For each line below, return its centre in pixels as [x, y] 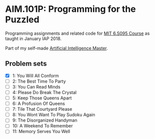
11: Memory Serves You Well [41, 132]
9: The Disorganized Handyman [45, 120]
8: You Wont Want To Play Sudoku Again [54, 115]
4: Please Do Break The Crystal [44, 92]
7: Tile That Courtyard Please [42, 109]
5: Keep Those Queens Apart [42, 98]
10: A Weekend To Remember [42, 126]
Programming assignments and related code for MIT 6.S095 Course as [77, 33]
